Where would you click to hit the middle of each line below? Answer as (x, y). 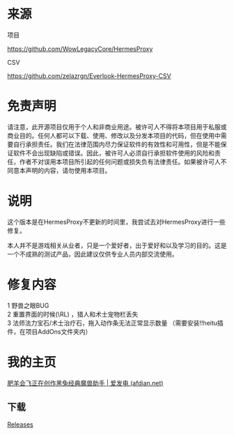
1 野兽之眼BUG (28, 305)
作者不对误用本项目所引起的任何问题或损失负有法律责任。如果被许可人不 (123, 162)
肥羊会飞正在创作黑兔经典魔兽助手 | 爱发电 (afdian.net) (85, 383)
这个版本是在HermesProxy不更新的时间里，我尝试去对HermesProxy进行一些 (116, 222)
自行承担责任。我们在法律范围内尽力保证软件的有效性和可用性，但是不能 (117, 144)
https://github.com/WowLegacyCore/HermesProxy (80, 49)
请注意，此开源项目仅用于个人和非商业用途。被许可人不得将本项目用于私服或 (117, 127)
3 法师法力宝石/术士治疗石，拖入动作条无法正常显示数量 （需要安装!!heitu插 (116, 323)
